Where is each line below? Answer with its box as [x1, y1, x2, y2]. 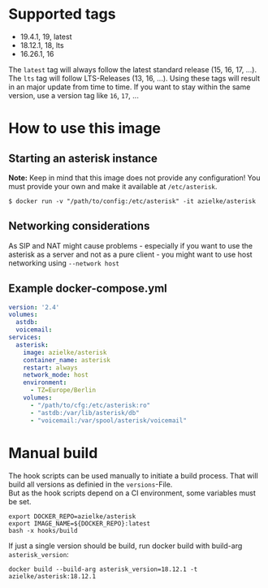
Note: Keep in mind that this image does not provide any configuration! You [8, 172, 261, 183]
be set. [8, 496, 32, 506]
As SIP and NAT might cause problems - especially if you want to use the [8, 240, 253, 250]
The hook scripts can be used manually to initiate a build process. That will [8, 470, 258, 480]
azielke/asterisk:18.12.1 [8, 572, 96, 581]
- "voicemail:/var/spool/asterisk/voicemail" [29, 416, 187, 425]
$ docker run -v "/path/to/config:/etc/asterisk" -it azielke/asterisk [8, 197, 256, 205]
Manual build [8, 443, 98, 462]
